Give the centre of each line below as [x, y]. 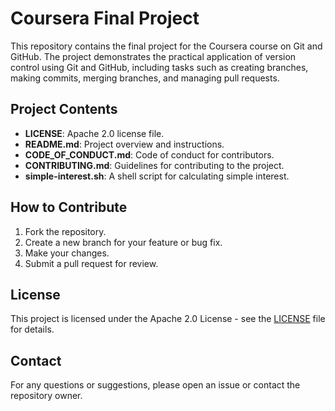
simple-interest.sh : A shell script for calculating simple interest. [157, 176]
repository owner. [46, 396]
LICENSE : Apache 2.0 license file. [94, 133]
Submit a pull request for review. [91, 263]
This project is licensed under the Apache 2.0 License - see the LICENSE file [168, 319]
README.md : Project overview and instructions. [124, 144]
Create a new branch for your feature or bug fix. [123, 242]
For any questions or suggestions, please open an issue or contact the [155, 385]
